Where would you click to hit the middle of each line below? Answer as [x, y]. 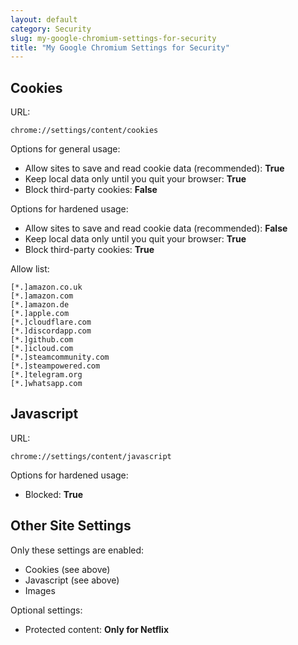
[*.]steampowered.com [55, 366]
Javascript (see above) [72, 580]
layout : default [44, 19]
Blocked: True [54, 494]
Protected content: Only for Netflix [97, 629]
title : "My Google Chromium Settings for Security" [120, 47]
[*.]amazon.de [40, 305]
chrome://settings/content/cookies [84, 131]
